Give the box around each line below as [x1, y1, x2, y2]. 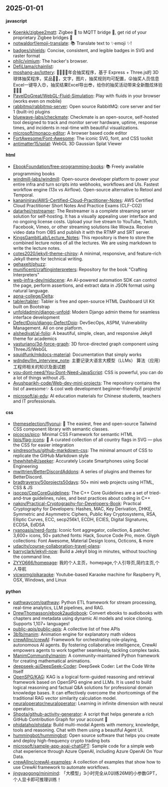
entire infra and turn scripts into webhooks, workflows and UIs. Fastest [12, 181, 159, 187]
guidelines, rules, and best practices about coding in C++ [32, 495, 150, 501]
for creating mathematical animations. [12, 658, 91, 664]
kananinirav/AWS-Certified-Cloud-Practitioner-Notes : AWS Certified [12, 197, 154, 203]
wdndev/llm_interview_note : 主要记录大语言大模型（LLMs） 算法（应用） [12, 357, 163, 363]
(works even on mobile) [12, 98, 62, 104]
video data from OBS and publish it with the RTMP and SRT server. [12, 229, 150, 235]
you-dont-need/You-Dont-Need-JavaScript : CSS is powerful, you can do [12, 369, 163, 375]
